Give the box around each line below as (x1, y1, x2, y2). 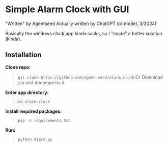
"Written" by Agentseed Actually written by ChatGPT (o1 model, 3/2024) (5, 20, 157, 27)
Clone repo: (5, 64, 31, 70)
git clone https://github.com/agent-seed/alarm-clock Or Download (17, 74, 163, 80)
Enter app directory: (5, 89, 49, 95)
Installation (5, 51, 42, 59)
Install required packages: (5, 108, 62, 114)
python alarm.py (17, 137, 52, 142)
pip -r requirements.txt (17, 118, 71, 123)
